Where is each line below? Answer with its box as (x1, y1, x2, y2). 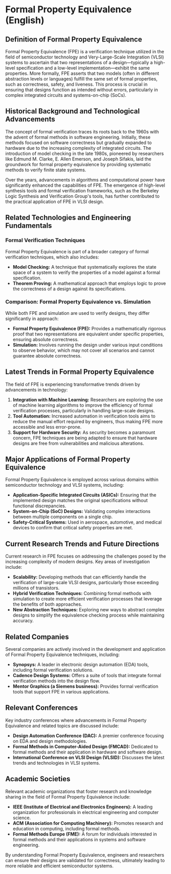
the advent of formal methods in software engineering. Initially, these (5, 134, 151, 140)
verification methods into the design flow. (12, 678, 100, 684)
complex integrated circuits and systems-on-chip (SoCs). (5, 92, 126, 98)
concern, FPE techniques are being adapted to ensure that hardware (12, 434, 158, 441)
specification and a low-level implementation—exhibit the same (16, 65, 150, 71)
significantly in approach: (5, 315, 59, 322)
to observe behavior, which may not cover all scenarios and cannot (12, 347, 155, 353)
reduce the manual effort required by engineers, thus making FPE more (12, 418, 163, 424)
